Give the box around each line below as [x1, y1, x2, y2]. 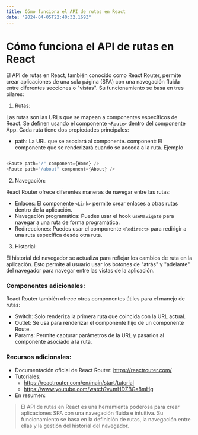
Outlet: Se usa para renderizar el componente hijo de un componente [14, 319, 184, 327]
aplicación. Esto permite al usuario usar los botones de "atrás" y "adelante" [6, 261, 190, 268]
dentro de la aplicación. [14, 206, 72, 213]
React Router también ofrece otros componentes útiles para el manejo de [6, 295, 186, 302]
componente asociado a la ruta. [14, 338, 92, 346]
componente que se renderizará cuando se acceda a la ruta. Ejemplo [14, 144, 184, 151]
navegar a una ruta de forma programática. [14, 219, 120, 226]
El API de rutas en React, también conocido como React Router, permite [6, 72, 181, 79]
